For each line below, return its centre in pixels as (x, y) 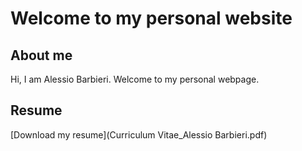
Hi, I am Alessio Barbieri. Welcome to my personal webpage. (135, 79)
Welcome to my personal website (151, 18)
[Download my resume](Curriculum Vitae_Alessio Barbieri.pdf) (139, 134)
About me (41, 55)
